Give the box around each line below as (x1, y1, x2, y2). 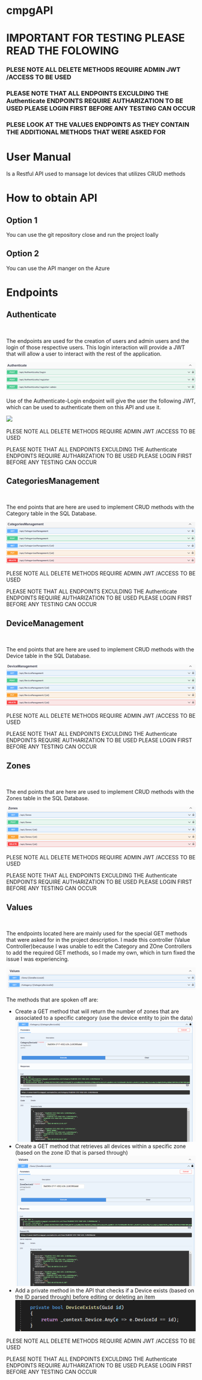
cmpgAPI (6, 4, 54, 17)
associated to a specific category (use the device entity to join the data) (14, 1014, 194, 1021)
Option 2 (6, 248, 39, 259)
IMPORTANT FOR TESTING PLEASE (6, 31, 185, 45)
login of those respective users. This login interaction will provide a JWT (6, 343, 185, 351)
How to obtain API (6, 191, 97, 205)
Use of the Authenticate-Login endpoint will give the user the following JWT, (6, 397, 196, 404)
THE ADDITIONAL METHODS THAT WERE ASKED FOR (6, 128, 166, 136)
